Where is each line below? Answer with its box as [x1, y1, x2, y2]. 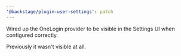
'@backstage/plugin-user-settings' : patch [6, 8, 113, 15]
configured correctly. [6, 31, 59, 39]
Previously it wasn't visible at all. [6, 43, 87, 50]
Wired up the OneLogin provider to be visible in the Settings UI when [6, 25, 175, 32]
